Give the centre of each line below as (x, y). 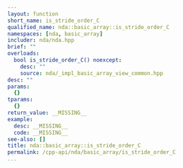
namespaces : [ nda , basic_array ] (55, 34)
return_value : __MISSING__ (47, 113)
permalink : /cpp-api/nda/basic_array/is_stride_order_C (91, 152)
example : (20, 119)
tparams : (20, 100)
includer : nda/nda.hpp (41, 40)
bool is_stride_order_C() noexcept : (68, 60)
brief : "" (22, 47)
